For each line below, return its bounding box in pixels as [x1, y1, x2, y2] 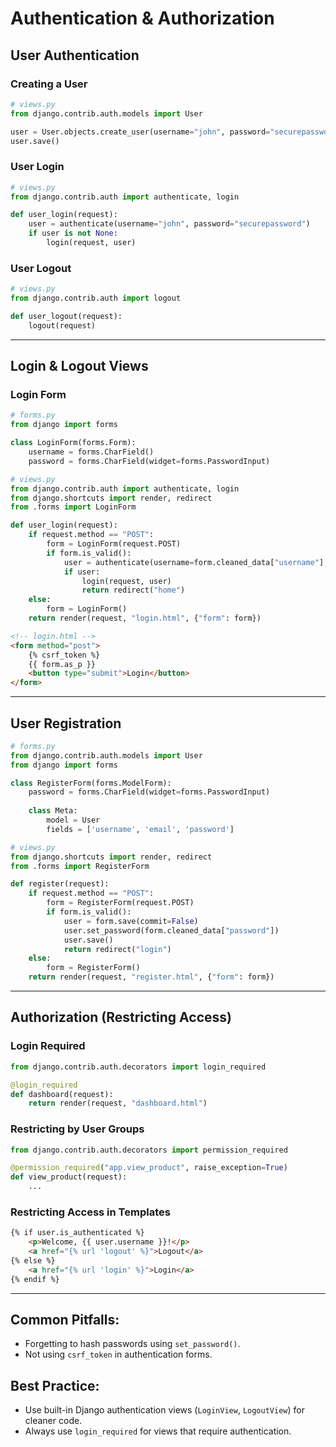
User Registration [10, 715, 122, 732]
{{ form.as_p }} [28, 659, 97, 669]
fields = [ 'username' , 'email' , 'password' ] [46, 824, 235, 834]
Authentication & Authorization [10, 7, 275, 30]
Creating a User [10, 77, 88, 91]
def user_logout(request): [10, 311, 123, 321]
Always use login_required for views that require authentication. [24, 1425, 292, 1437]
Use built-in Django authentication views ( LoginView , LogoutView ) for [24, 1404, 305, 1416]
